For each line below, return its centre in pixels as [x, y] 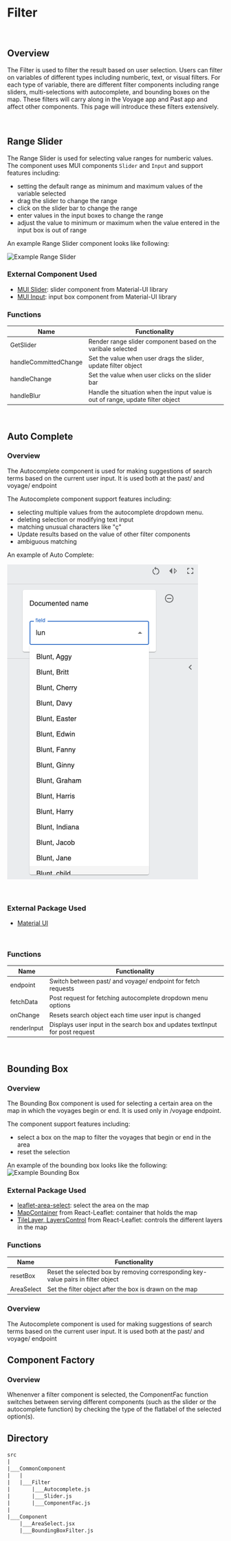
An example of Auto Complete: [51, 555]
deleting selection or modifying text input [75, 519]
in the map [32, 1227]
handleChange [31, 379]
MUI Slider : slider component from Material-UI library [92, 289]
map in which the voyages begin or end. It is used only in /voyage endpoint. [114, 1111]
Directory [28, 1438]
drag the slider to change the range [67, 200]
